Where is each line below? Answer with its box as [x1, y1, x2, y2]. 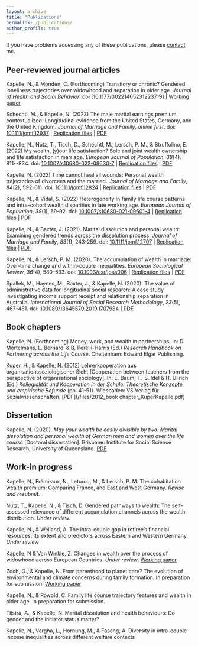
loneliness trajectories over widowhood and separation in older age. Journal [6, 87, 192, 94]
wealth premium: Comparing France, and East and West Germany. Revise [6, 484, 184, 491]
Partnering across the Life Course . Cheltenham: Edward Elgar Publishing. [6, 350, 185, 358]
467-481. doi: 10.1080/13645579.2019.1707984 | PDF [6, 305, 134, 312]
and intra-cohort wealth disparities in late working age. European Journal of [6, 202, 191, 209]
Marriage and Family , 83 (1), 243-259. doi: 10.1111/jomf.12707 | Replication [6, 238, 184, 245]
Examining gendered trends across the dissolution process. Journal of [6, 232, 177, 239]
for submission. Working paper [6, 580, 82, 587]
